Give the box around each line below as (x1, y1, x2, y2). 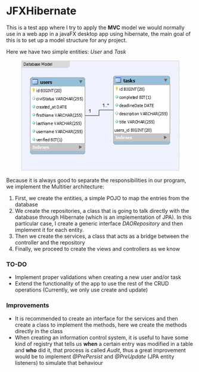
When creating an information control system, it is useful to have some (14, 334, 189, 341)
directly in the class (14, 327, 63, 334)
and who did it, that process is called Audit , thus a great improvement (14, 346, 186, 354)
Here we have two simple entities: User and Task (6, 48, 126, 55)
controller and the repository (14, 238, 85, 246)
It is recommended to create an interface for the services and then (14, 315, 179, 322)
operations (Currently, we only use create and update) (14, 286, 148, 293)
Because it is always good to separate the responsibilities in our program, (6, 176, 186, 184)
